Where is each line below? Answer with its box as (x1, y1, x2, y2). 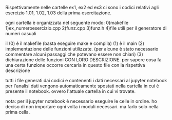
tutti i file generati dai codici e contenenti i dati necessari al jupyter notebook (5, 78, 167, 83)
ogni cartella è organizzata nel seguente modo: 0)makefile (5, 20, 129, 26)
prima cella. (5, 109, 30, 115)
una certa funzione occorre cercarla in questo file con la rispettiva (5, 62, 145, 68)
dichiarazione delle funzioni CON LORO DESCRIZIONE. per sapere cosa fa (5, 57, 162, 63)
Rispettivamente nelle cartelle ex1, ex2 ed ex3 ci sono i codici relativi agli (5, 5, 159, 10)
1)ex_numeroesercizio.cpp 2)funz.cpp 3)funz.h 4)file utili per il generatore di (5, 25, 167, 31)
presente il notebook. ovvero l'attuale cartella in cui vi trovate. (5, 88, 136, 94)
